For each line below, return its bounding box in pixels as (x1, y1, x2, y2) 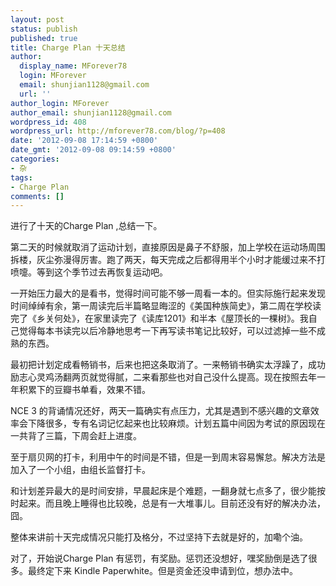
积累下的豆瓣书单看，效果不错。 (18, 384, 151, 396)
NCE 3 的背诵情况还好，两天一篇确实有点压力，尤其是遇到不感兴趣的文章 (10, 405, 311, 417)
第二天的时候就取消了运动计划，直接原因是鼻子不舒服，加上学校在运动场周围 (10, 241, 326, 253)
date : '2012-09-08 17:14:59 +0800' (10, 136, 159, 146)
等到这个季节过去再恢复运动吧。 (36, 266, 168, 278)
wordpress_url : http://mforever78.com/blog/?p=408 (10, 126, 226, 136)
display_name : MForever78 (19, 61, 128, 71)
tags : (10, 172, 33, 183)
